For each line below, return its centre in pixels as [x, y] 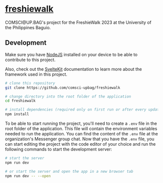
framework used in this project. [36, 74]
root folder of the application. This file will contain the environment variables [81, 129]
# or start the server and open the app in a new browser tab [69, 171]
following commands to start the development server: [59, 149]
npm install [17, 114]
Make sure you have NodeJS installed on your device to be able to [71, 54]
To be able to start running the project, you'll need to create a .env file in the [81, 123]
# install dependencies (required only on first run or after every [76, 110]
